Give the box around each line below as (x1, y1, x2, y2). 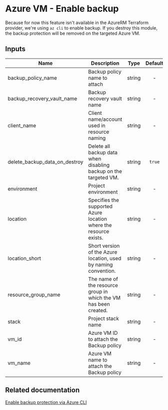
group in (88, 288, 108, 295)
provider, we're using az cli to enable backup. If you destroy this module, (5, 25, 157, 31)
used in (88, 122, 106, 129)
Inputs (5, 45, 26, 53)
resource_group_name (7, 291, 61, 298)
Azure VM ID (88, 329, 118, 336)
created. (88, 307, 108, 314)
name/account (88, 116, 122, 123)
